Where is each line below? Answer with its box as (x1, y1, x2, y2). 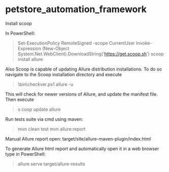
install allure (17, 56, 43, 62)
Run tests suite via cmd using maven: (5, 116, 83, 122)
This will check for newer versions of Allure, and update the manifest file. (5, 91, 158, 97)
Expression (17, 45, 42, 51)
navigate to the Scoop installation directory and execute (5, 71, 122, 77)
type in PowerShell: (5, 151, 46, 157)
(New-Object (42, 45, 70, 51)
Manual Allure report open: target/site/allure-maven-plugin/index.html (5, 135, 151, 142)
